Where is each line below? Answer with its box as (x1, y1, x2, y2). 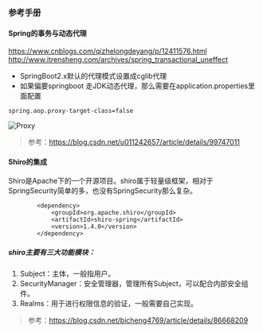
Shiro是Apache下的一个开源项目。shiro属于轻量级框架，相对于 (8, 176, 214, 186)
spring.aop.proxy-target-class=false (8, 107, 134, 115)
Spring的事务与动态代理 (8, 28, 88, 37)
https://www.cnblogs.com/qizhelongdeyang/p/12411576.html (8, 46, 207, 56)
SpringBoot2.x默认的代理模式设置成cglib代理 (19, 72, 167, 81)
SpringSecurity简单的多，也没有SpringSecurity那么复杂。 (8, 186, 198, 196)
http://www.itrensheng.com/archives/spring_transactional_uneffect (8, 55, 229, 64)
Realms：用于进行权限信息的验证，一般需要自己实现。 (19, 299, 198, 308)
